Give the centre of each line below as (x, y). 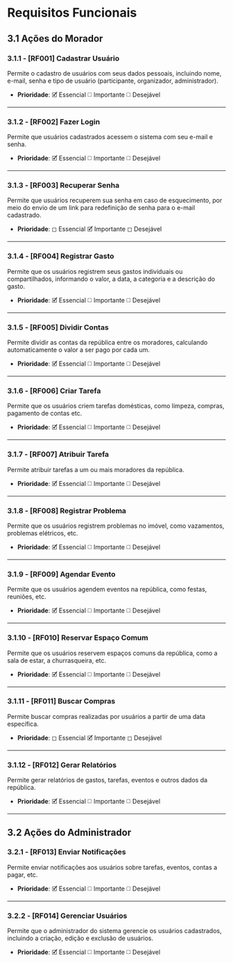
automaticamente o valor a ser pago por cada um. (79, 350)
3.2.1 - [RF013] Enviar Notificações (67, 852)
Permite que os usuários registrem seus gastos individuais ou (95, 271)
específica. (23, 724)
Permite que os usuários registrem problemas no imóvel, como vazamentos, (116, 526)
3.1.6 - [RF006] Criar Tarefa (54, 391)
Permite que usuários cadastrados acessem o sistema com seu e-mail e (110, 137)
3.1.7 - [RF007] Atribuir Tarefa (58, 455)
